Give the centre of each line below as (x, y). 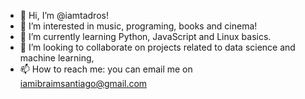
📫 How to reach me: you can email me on (106, 69)
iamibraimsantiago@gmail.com (83, 83)
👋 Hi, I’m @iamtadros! (64, 15)
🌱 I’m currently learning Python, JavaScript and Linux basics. (145, 36)
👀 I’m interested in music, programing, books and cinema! (138, 26)
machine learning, (57, 58)
